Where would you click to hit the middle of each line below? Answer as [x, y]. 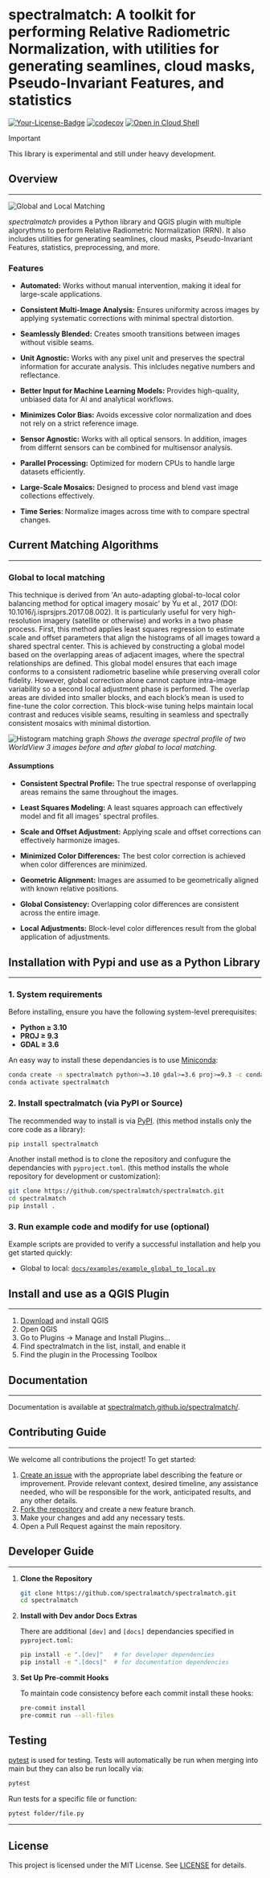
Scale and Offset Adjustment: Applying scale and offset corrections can [140, 832]
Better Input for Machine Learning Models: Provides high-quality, [129, 391]
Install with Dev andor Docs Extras [79, 1616]
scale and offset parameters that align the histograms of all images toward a [134, 638]
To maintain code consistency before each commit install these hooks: [137, 1693]
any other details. [49, 1500]
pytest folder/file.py [46, 1813]
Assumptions [31, 765]
